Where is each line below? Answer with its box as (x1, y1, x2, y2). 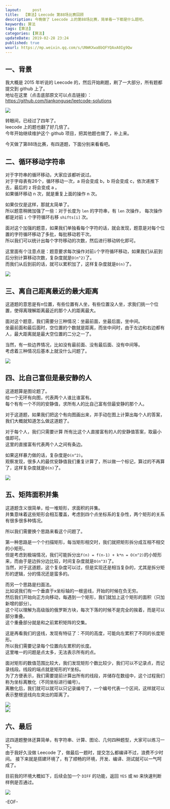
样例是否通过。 (5, 779, 36, 785)
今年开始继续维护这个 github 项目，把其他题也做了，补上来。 (5, 130, 132, 137)
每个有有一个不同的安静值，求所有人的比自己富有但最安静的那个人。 (5, 400, 147, 407)
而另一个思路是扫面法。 (5, 581, 54, 587)
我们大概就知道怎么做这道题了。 (5, 418, 72, 424)
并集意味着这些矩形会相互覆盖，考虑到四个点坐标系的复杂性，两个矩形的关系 (5, 511, 165, 517)
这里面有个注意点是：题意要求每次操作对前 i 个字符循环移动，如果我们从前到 (5, 249, 163, 255)
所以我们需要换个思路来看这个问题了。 (5, 528, 85, 534)
